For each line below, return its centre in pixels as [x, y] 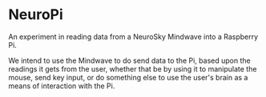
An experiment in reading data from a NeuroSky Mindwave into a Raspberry [133, 37]
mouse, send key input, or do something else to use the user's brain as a [128, 77]
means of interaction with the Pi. [62, 86]
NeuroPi [36, 15]
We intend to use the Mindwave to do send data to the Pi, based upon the [129, 60]
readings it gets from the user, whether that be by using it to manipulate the [133, 68]
